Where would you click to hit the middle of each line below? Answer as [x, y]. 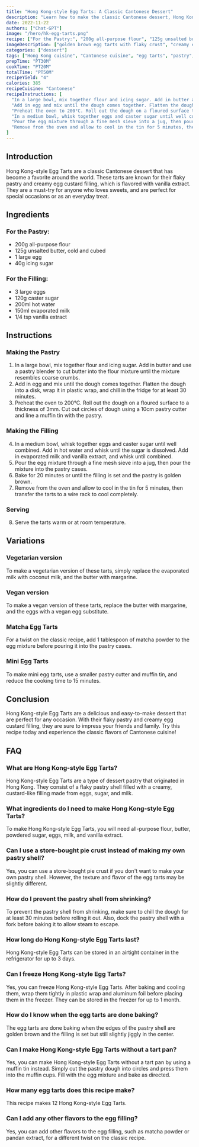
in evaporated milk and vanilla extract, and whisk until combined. [94, 456]
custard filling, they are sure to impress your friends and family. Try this [93, 726]
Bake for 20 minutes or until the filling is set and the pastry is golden [98, 475]
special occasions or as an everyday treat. [58, 196]
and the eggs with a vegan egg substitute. [57, 611]
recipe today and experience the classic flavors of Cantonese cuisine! [91, 732]
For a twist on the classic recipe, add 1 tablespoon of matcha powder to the [98, 640]
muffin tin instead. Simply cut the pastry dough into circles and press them [97, 1069]
